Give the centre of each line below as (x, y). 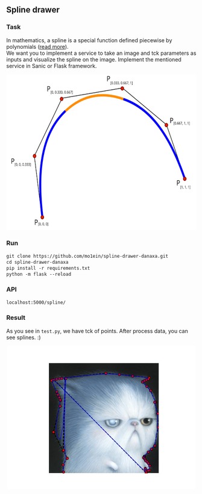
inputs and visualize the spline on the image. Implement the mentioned (94, 59)
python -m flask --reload (39, 274)
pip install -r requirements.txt (48, 268)
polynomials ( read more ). (37, 46)
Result (16, 317)
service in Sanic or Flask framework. (52, 66)
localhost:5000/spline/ (36, 303)
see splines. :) (24, 337)
